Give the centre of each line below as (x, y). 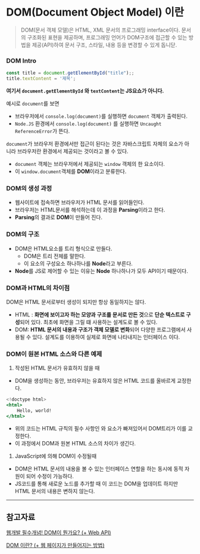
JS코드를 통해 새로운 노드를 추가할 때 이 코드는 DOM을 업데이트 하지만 (96, 484)
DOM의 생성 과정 (29, 188)
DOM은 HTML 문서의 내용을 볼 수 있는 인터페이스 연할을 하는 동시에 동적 (99, 469)
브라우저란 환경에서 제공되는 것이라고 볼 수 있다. (73, 151)
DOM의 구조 (23, 235)
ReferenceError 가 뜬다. (42, 131)
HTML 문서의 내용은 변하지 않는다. (55, 491)
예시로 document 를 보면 (33, 103)
